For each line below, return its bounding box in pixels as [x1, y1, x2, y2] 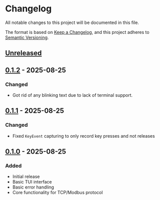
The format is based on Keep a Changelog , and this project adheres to [5, 29, 150, 35]
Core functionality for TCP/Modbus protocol [12, 190, 103, 196]
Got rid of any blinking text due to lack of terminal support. [12, 92, 133, 98]
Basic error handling [12, 184, 54, 190]
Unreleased [5, 49, 42, 57]
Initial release [12, 174, 40, 180]
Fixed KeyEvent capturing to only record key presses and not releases [12, 133, 156, 139]
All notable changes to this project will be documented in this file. [5, 19, 140, 25]
